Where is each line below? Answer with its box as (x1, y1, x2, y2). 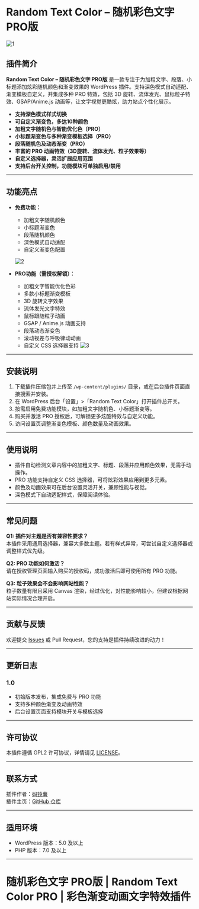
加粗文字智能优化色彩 (23, 282, 76, 290)
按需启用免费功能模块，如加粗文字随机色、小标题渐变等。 (14, 405, 155, 412)
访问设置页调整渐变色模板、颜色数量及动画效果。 (14, 420, 134, 427)
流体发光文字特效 (23, 304, 66, 311)
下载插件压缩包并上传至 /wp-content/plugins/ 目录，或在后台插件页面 (14, 383, 185, 390)
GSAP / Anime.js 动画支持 (23, 319, 86, 326)
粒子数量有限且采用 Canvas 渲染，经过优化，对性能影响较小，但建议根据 (6, 587, 184, 594)
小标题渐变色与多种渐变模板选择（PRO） (14, 133, 114, 140)
